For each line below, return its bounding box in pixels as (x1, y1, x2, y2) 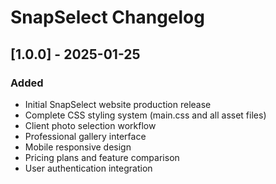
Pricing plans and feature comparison (24, 151, 180, 163)
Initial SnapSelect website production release (24, 98, 212, 110)
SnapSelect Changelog (10, 6, 205, 29)
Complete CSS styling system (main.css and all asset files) (24, 109, 267, 121)
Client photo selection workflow (24, 119, 157, 131)
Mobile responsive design (24, 141, 132, 153)
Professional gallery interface (24, 130, 147, 142)
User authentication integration (24, 162, 153, 174)
